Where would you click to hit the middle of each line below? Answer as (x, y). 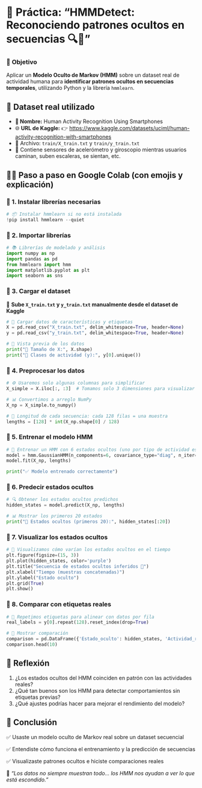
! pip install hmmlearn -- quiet (45, 219)
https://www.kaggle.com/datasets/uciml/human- (129, 128)
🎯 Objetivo (22, 62)
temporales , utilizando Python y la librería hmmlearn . (70, 88)
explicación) (30, 184)
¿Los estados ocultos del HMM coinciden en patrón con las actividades (103, 678)
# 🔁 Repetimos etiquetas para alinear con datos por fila (80, 617)
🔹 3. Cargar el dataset (38, 291)
